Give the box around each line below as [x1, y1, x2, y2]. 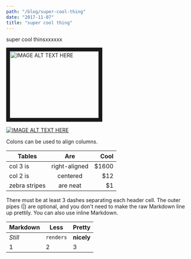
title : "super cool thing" [6, 20, 73, 25]
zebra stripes [9, 181, 46, 190]
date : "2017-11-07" [6, 14, 54, 20]
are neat [58, 181, 82, 190]
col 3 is [9, 162, 30, 171]
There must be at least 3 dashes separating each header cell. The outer [6, 197, 181, 204]
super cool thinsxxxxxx [6, 36, 63, 43]
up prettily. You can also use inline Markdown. [6, 209, 118, 216]
